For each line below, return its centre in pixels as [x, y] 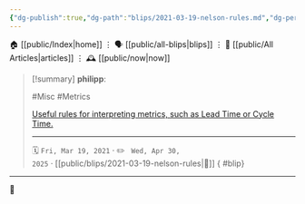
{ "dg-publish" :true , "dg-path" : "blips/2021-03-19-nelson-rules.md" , [140, 18]
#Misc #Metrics [61, 96]
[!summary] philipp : [69, 79]
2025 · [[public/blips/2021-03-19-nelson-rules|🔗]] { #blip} [138, 163]
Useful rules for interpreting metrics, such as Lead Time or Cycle [153, 113]
